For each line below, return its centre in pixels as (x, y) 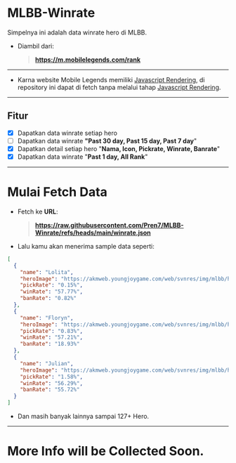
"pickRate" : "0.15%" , (51, 285)
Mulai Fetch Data (57, 192)
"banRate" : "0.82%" (48, 299)
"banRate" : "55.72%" (50, 390)
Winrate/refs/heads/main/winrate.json (93, 233)
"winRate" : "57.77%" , (51, 292)
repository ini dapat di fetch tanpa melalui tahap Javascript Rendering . (119, 87)
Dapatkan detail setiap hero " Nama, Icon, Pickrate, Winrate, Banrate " (119, 148)
